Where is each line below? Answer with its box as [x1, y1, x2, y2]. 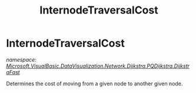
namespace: [6, 56, 36, 63]
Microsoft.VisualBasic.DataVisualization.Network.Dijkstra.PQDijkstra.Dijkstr [6, 62, 190, 69]
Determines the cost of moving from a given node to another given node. [6, 80, 183, 87]
